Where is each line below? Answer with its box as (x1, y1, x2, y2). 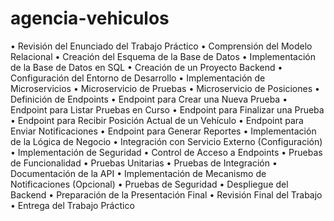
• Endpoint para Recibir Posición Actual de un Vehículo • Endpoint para (10, 114, 304, 126)
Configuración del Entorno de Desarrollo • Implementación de (10, 72, 266, 84)
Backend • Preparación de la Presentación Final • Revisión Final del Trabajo (10, 188, 323, 201)
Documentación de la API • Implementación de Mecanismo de (10, 167, 267, 179)
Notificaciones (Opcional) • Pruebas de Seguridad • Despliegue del (10, 178, 289, 190)
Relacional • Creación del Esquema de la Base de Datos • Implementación (10, 50, 317, 62)
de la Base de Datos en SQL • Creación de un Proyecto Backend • (10, 61, 283, 73)
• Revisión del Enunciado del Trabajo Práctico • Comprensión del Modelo (10, 40, 313, 52)
